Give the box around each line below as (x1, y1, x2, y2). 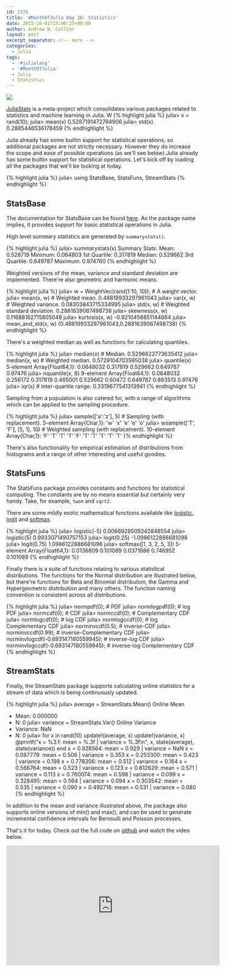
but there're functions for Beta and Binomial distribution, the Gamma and (6, 578, 189, 586)
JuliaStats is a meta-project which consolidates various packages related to (6, 105, 197, 113)
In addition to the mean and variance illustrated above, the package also (6, 801, 188, 809)
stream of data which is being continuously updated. (6, 689, 138, 696)
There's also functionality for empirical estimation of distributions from (6, 443, 183, 451)
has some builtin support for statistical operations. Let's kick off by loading (6, 156, 194, 163)
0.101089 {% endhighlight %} (6, 553, 79, 561)
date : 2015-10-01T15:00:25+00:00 (6, 20, 91, 26)
